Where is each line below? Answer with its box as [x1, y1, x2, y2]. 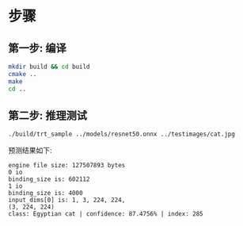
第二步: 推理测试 [8, 109, 87, 122]
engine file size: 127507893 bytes [8, 162, 126, 170]
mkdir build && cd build [8, 63, 90, 71]
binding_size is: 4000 [8, 190, 83, 197]
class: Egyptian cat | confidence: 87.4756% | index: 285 [8, 210, 203, 218]
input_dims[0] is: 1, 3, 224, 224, [8, 196, 126, 205]
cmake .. [8, 70, 37, 78]
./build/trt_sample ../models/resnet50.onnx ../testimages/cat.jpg [8, 130, 236, 139]
